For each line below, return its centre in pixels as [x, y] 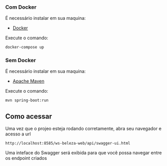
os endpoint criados [26, 158]
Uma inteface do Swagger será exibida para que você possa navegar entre [84, 153]
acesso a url [18, 134]
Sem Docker [21, 61]
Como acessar [29, 116]
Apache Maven [28, 81]
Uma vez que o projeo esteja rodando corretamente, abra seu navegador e [83, 129]
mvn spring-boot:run [27, 100]
